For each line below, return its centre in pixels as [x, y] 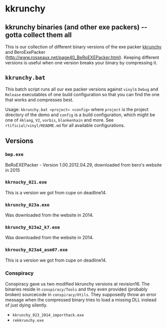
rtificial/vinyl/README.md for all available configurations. [65, 125]
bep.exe [14, 155]
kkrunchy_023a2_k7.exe [33, 228]
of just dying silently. [26, 305]
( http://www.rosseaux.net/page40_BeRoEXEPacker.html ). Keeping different [82, 57]
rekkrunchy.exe [28, 320]
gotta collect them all [39, 35]
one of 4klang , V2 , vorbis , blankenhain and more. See [59, 120]
